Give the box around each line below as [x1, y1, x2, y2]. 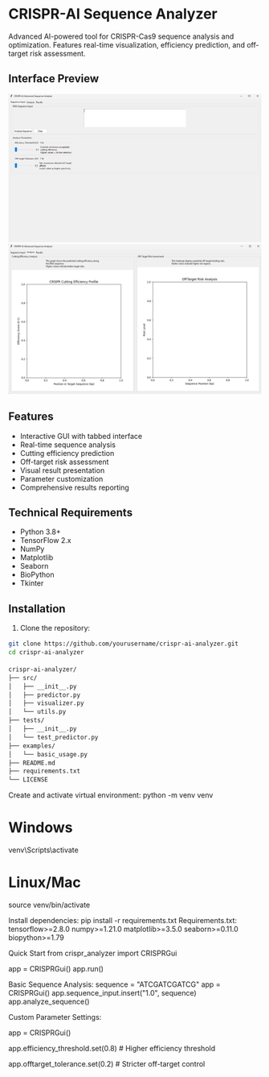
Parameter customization [19, 474, 104, 483]
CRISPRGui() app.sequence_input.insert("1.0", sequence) [8, 988, 197, 998]
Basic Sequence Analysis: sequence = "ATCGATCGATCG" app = [8, 980, 221, 989]
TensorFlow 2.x [19, 536, 71, 545]
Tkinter [19, 578, 44, 588]
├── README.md [8, 759, 56, 767]
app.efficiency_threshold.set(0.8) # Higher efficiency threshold [8, 1044, 215, 1054]
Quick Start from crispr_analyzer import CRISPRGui [8, 948, 177, 959]
